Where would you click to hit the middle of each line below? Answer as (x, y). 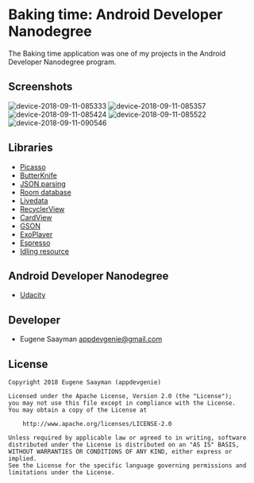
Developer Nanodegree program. (62, 62)
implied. (23, 458)
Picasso (33, 167)
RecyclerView (42, 209)
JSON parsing (42, 183)
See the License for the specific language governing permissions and (127, 466)
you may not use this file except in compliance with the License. (122, 403)
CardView (36, 217)
